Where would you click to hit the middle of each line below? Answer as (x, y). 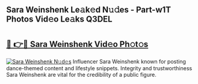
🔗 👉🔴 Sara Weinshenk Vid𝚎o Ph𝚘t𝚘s (77, 44)
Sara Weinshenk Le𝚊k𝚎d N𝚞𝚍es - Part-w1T (89, 10)
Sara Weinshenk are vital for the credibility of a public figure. (81, 75)
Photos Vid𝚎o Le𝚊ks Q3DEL (59, 19)
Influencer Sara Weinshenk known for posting (129, 61)
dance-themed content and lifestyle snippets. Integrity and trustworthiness (99, 68)
